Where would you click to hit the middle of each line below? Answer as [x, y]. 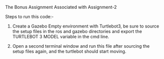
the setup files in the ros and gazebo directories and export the [77, 31]
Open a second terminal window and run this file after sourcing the [81, 46]
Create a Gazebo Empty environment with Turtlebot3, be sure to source [86, 26]
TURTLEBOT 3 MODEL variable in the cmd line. [61, 37]
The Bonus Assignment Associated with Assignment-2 [61, 7]
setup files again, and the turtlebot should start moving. [69, 51]
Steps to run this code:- [29, 16]
